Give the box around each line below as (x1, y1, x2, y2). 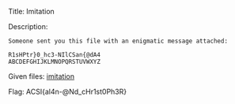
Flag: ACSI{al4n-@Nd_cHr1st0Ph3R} (8, 87, 127, 96)
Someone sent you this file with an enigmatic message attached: (8, 37, 228, 45)
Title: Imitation (8, 7, 55, 16)
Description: (8, 22, 48, 31)
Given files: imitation (8, 72, 75, 81)
